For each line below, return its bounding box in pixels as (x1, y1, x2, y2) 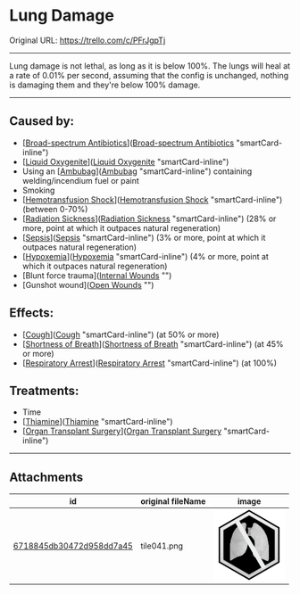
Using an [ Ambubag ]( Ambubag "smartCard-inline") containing (21, 166, 253, 177)
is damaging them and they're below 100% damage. (9, 79, 201, 90)
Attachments (9, 469, 84, 484)
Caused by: (9, 113, 74, 129)
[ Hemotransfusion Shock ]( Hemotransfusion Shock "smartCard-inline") (21, 194, 283, 205)
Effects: (9, 305, 54, 321)
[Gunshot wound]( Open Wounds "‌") (21, 279, 154, 290)
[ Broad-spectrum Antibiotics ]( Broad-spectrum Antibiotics (21, 137, 235, 148)
